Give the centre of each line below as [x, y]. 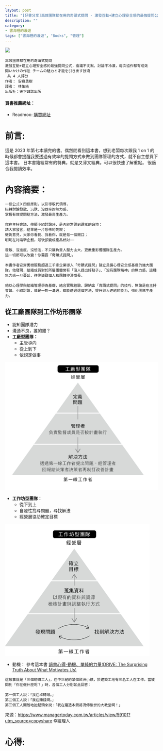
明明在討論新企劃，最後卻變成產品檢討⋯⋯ [40, 240]
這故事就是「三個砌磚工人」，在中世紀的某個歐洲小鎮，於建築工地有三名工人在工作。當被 [80, 680]
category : [15, 26]
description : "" [21, 20]
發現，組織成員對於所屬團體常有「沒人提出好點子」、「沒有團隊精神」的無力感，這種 [86, 270]
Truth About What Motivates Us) [44, 670]
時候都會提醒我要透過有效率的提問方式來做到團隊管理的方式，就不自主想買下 [81, 157]
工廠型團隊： [25, 336]
